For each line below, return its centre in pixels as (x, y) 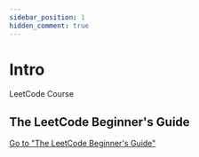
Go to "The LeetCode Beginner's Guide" (83, 144)
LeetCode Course (41, 94)
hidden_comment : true (49, 26)
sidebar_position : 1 (48, 17)
